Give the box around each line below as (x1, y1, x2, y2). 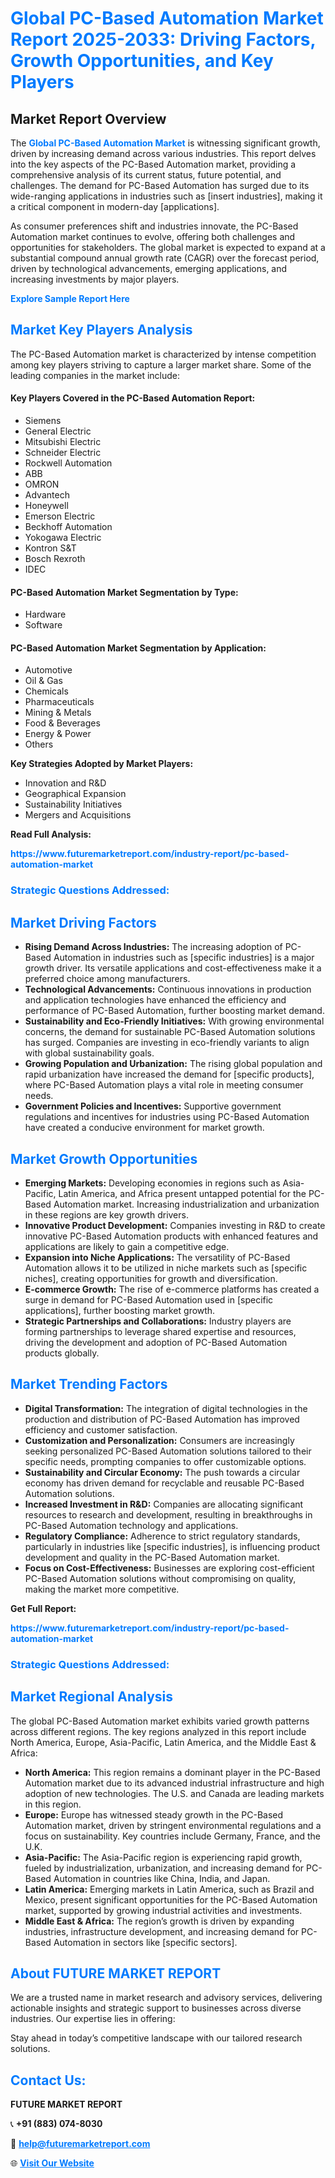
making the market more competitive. (24, 1583, 180, 1595)
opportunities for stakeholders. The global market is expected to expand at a (10, 242, 326, 253)
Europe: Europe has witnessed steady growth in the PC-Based (24, 1808, 284, 1821)
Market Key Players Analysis (10, 322, 193, 339)
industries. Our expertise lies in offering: (10, 2013, 176, 2025)
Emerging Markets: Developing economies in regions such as (24, 1177, 281, 1189)
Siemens (24, 415, 62, 427)
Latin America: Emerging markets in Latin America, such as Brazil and (24, 1883, 315, 1895)
